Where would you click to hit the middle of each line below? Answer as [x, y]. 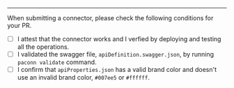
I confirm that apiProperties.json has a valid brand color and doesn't [117, 70]
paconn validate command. [57, 62]
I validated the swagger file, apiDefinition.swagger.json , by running [116, 54]
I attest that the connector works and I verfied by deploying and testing [119, 39]
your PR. [19, 25]
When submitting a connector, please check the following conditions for [110, 18]
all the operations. [43, 47]
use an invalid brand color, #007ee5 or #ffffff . [83, 78]
